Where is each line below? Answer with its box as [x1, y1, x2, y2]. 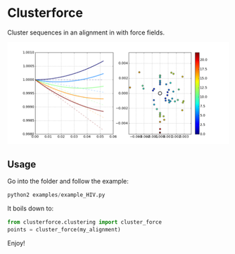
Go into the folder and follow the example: [7, 177, 129, 186]
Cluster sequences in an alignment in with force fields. [7, 28, 165, 37]
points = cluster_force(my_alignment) [7, 226, 121, 233]
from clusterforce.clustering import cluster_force [7, 218, 162, 226]
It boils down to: [7, 204, 54, 212]
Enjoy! [7, 239, 26, 247]
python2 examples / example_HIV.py [7, 191, 106, 198]
